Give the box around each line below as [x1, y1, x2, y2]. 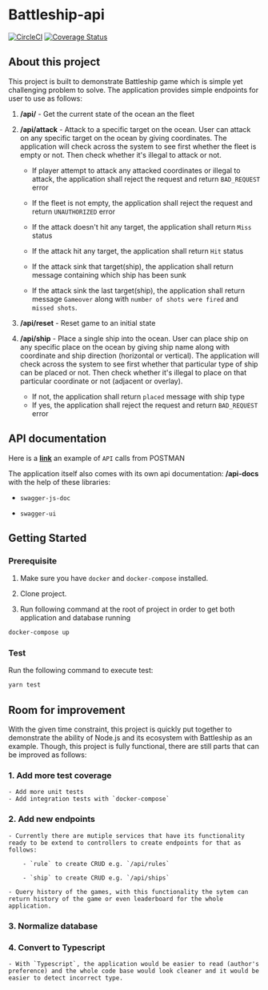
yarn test [8, 681, 42, 689]
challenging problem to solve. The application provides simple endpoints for [8, 85, 258, 94]
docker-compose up [8, 628, 70, 637]
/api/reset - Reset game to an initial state [19, 318, 156, 327]
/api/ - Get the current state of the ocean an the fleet [19, 109, 194, 118]
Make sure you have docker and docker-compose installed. [19, 574, 209, 583]
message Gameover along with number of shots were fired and [31, 294, 238, 303]
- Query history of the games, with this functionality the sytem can [8, 888, 249, 896]
